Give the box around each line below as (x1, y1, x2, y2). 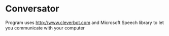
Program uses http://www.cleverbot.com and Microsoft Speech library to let (5, 19, 164, 25)
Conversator (5, 3, 59, 14)
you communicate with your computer (5, 24, 85, 30)
